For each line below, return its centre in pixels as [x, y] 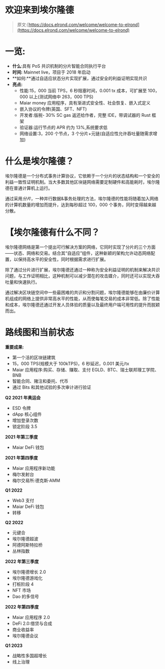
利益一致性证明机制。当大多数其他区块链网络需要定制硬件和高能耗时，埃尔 [80, 182]
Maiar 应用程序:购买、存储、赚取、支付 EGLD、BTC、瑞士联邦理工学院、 [85, 370]
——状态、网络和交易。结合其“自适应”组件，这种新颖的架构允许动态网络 [78, 253]
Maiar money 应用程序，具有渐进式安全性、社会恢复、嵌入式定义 [85, 103]
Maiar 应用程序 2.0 [31, 617]
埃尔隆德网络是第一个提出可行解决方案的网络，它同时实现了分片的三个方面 [80, 247]
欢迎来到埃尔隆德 [40, 10]
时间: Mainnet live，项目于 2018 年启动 [51, 72]
